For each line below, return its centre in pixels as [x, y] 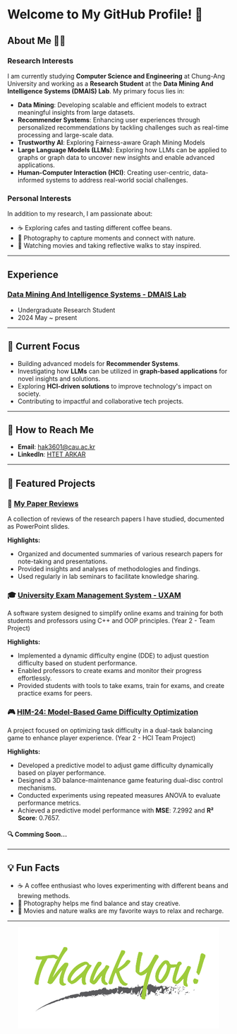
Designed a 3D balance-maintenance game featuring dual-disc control [120, 780]
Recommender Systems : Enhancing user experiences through [109, 120]
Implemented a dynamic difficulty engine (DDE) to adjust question [113, 656]
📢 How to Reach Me [51, 430]
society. [29, 394]
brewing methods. [44, 895]
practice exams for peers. [55, 694]
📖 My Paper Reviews [43, 503]
